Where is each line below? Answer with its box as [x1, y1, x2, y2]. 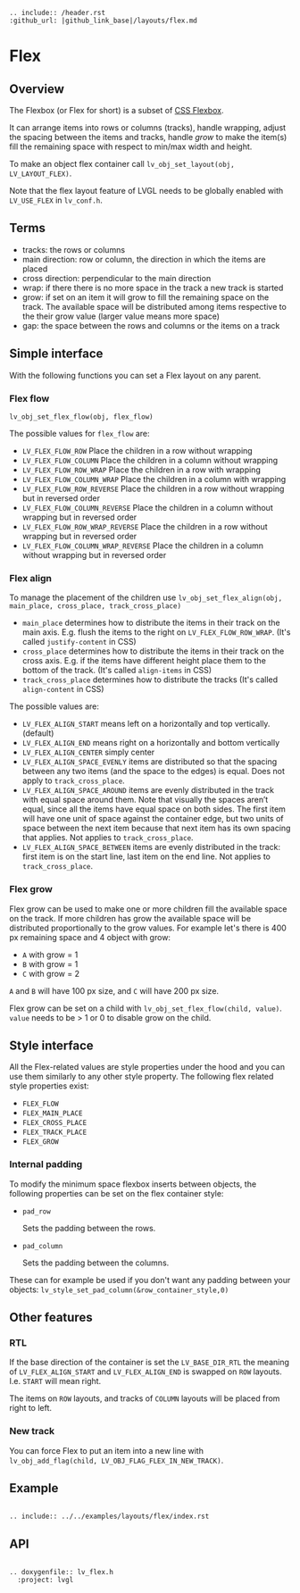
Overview [9, 81, 65, 96]
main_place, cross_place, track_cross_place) [9, 602, 181, 611]
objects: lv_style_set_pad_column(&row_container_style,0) [9, 1284, 229, 1295]
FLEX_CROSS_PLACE [21, 1119, 87, 1128]
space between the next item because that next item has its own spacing [21, 822, 291, 834]
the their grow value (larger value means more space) [21, 311, 221, 321]
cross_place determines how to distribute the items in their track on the [21, 646, 285, 656]
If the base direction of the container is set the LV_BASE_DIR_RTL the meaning [9, 1357, 290, 1368]
